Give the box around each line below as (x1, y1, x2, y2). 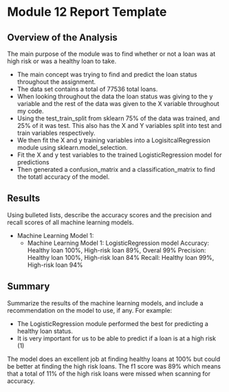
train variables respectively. (17, 129, 96, 137)
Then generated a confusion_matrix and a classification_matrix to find (17, 166, 215, 173)
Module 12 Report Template (7, 4, 167, 20)
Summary (7, 281, 50, 292)
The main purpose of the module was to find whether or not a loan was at (7, 50, 215, 58)
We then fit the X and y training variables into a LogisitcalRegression (17, 136, 211, 144)
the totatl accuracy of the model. (17, 173, 110, 181)
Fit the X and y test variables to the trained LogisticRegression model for (17, 151, 222, 159)
